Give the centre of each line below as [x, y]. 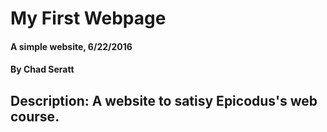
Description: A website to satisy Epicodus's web [164, 100]
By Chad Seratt [42, 69]
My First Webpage [88, 18]
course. [35, 116]
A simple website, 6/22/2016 [71, 46]
